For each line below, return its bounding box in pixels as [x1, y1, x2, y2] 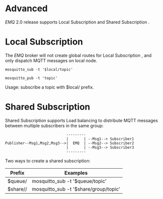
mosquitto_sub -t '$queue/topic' [31, 177, 107, 184]
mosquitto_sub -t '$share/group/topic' [31, 185, 121, 192]
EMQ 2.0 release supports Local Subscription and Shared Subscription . [5, 19, 150, 25]
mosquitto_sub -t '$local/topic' [5, 67, 73, 72]
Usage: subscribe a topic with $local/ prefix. [5, 84, 94, 90]
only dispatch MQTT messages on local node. [5, 57, 98, 64]
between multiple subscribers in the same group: [5, 123, 104, 129]
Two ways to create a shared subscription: [5, 157, 91, 164]
